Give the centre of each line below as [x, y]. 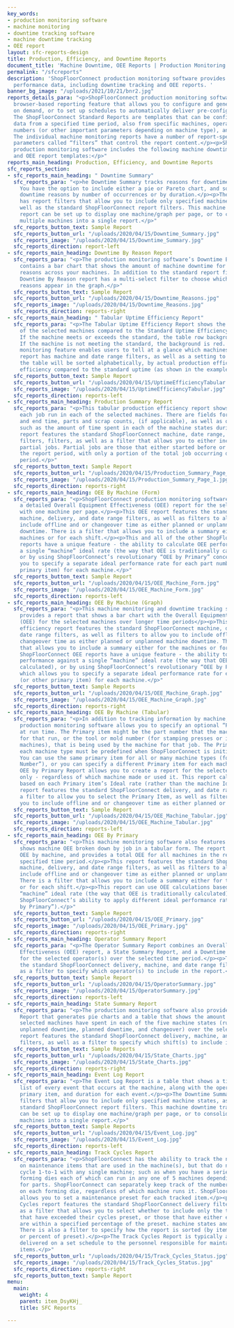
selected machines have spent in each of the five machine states [118, 1023]
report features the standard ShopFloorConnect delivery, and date [119, 790]
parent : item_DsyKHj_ [51, 1302]
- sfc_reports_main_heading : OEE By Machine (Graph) [85, 603]
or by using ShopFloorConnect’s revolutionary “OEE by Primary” [115, 558]
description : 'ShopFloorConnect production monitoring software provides [117, 78]
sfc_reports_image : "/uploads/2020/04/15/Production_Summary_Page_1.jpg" [123, 480]
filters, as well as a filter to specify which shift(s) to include [121, 1043]
